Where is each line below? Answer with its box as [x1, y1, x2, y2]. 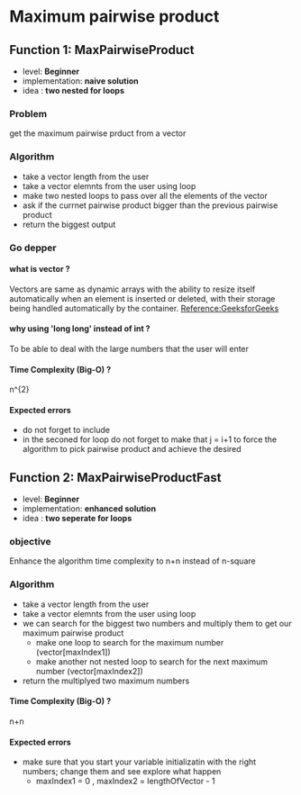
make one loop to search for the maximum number [35, 637, 224, 647]
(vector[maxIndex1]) [35, 646, 111, 657]
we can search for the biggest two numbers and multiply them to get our [22, 618, 292, 628]
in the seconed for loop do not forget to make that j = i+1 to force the [22, 434, 278, 445]
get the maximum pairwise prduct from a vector [9, 128, 187, 139]
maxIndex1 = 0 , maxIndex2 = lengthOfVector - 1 [35, 776, 215, 787]
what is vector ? [9, 264, 70, 275]
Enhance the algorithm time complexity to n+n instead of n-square [9, 556, 256, 566]
